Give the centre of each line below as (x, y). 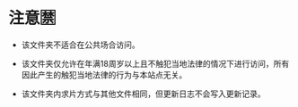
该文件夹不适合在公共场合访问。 (80, 45)
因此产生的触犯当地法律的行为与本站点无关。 (104, 74)
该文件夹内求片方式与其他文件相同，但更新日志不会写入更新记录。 (143, 94)
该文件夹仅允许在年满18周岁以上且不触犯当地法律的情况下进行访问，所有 (155, 63)
